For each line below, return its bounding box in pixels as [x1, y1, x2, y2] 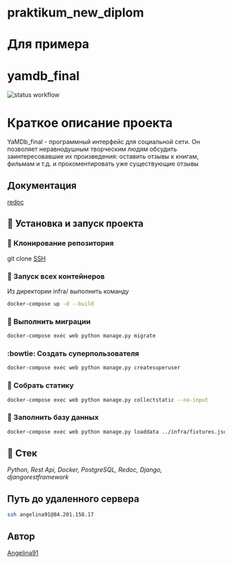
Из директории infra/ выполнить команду [7, 288, 129, 296]
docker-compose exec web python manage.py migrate [7, 332, 156, 339]
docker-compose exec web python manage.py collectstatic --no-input [7, 396, 209, 403]
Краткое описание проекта [7, 115, 173, 130]
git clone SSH [7, 254, 46, 263]
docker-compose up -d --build [7, 301, 95, 308]
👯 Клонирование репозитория [7, 239, 114, 248]
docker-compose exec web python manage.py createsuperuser [7, 364, 181, 372]
